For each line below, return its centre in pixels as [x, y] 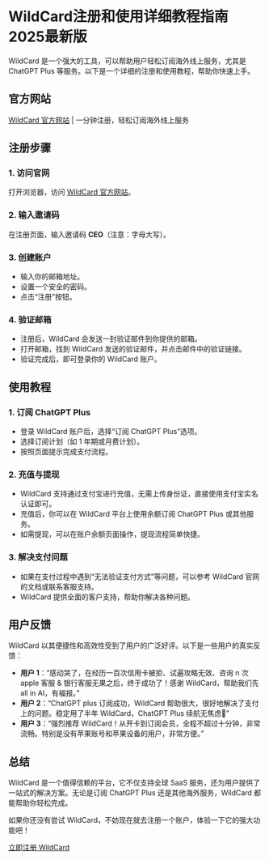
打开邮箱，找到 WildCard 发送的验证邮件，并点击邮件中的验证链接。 [133, 349]
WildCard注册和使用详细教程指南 [118, 17]
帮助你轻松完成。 [44, 803]
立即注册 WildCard [39, 848]
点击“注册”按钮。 [48, 297]
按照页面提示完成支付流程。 [66, 452]
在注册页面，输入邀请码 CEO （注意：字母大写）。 [90, 234]
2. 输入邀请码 [34, 215]
